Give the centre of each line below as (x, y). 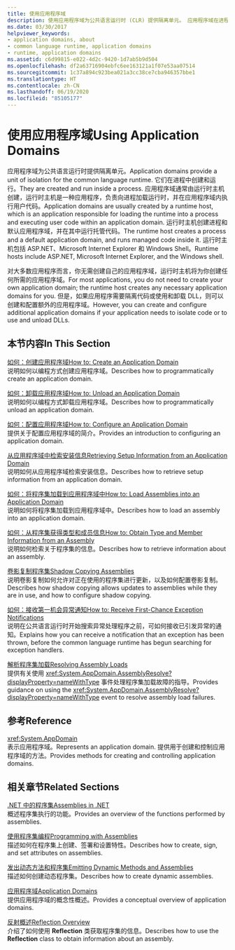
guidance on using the (40, 690)
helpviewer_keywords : (39, 33)
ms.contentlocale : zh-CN (43, 86)
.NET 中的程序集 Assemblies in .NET (58, 805)
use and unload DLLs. (38, 320)
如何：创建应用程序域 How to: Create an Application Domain (93, 362)
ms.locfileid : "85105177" (45, 99)
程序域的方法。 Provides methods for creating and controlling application (112, 755)
